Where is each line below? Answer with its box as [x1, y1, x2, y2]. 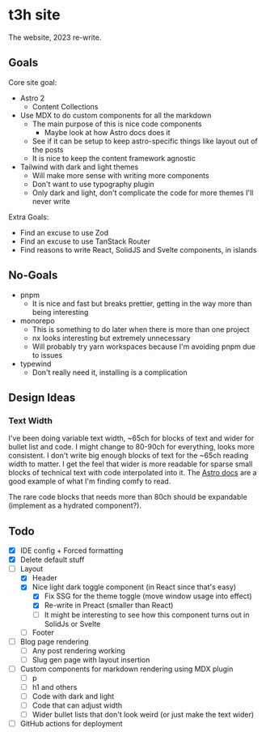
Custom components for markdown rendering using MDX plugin [19, 664, 234, 674]
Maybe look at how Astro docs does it [44, 127, 171, 137]
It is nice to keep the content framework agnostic [32, 153, 196, 163]
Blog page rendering [19, 636, 89, 646]
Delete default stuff [19, 555, 85, 564]
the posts [32, 144, 64, 155]
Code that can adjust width [32, 700, 123, 710]
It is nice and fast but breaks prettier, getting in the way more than [32, 298, 252, 308]
